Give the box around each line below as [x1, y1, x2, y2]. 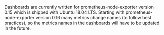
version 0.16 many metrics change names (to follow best [35, 15, 152, 20]
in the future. [4, 25, 31, 31]
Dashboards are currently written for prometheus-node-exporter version [4, 4, 154, 10]
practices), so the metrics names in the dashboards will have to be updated [4, 20, 160, 26]
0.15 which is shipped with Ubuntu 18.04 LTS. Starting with [4, 9, 125, 15]
